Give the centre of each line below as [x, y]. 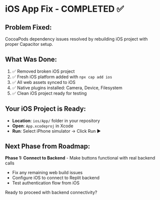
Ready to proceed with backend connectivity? [51, 192]
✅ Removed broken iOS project [43, 71]
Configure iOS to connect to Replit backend [56, 178]
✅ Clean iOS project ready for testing [49, 93]
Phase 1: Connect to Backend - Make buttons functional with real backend [80, 158]
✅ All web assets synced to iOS [44, 82]
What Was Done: [31, 60]
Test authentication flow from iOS [46, 183]
